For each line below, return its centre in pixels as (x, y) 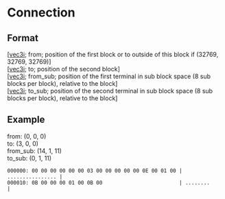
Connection (41, 13)
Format (23, 38)
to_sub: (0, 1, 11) (29, 158)
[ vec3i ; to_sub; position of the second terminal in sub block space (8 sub (110, 91)
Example (26, 120)
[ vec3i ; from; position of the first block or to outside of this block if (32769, (113, 54)
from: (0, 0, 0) (27, 136)
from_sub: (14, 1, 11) (34, 151)
